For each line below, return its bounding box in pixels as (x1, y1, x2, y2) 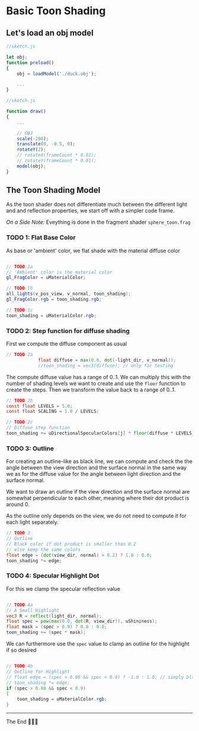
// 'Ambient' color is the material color (6, 269, 113, 275)
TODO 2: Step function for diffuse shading (6, 326, 130, 335)
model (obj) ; (17, 163, 46, 169)
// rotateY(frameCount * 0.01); (17, 158, 97, 164)
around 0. (6, 501, 30, 508)
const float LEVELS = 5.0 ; (6, 403, 73, 409)
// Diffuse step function (6, 425, 70, 431)
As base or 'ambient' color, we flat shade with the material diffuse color (6, 247, 181, 254)
